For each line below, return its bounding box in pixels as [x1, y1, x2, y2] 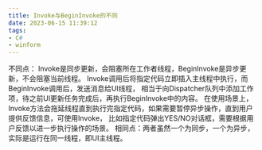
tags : [8, 26, 26, 34]
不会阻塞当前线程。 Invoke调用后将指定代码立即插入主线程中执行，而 [22, 74, 248, 83]
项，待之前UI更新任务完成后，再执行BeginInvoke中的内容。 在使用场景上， [8, 94, 253, 103]
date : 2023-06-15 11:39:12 [8, 19, 98, 27]
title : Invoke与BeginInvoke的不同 [8, 11, 118, 20]
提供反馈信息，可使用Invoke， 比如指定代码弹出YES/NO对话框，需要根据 [8, 113, 247, 123]
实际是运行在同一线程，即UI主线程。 [8, 133, 127, 143]
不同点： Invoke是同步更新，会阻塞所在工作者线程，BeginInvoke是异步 [8, 64, 240, 74]
